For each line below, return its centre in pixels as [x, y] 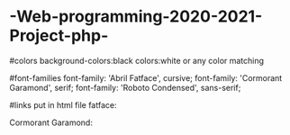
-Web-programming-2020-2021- [136, 17]
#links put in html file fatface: [63, 104]
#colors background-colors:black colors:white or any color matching [136, 60]
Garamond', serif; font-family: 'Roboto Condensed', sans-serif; [125, 87]
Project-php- [59, 36]
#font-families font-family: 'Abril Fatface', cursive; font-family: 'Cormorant [146, 77]
